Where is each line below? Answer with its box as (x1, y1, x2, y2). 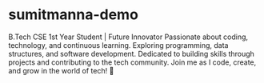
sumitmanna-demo (8, 6, 138, 24)
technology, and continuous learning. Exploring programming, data (8, 40, 229, 49)
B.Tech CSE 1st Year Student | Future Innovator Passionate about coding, (8, 32, 249, 41)
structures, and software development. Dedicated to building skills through (8, 49, 254, 58)
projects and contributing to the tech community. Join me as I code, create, (8, 57, 257, 67)
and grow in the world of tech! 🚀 (8, 65, 114, 75)
